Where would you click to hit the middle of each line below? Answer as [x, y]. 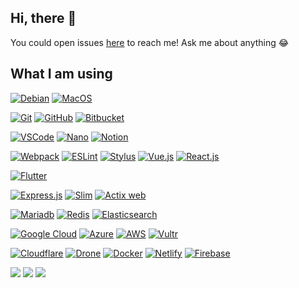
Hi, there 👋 [43, 18]
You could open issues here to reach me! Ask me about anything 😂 [150, 42]
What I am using [61, 74]
